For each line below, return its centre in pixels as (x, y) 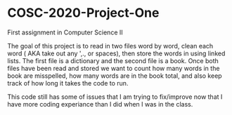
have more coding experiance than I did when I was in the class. (100, 104)
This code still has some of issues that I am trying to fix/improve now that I (115, 97)
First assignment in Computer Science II (65, 32)
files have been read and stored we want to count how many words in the (114, 68)
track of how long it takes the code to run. (68, 83)
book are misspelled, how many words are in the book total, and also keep (115, 76)
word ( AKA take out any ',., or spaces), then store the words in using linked (116, 53)
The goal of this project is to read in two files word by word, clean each (110, 46)
